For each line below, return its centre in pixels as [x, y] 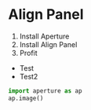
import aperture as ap [45, 91]
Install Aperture [44, 36]
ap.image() [26, 98]
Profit [28, 53]
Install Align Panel [48, 44]
